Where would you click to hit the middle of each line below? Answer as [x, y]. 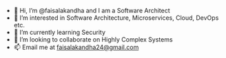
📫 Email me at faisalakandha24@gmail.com [76, 47]
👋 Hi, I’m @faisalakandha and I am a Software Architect [92, 11]
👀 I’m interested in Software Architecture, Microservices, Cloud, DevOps [116, 18]
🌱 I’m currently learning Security [59, 32]
